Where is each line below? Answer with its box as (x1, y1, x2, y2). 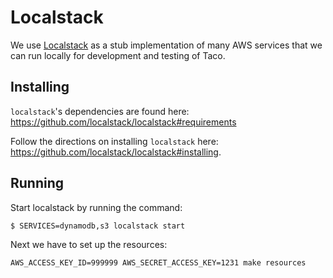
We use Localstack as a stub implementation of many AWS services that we (10, 39, 323, 51)
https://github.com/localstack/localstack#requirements (10, 116, 237, 128)
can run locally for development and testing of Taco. (10, 49, 226, 61)
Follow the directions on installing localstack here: (10, 135, 219, 147)
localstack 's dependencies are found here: (10, 105, 190, 117)
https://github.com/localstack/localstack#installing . (10, 146, 222, 158)
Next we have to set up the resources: (10, 238, 168, 250)
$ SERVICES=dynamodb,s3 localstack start (10, 221, 186, 231)
